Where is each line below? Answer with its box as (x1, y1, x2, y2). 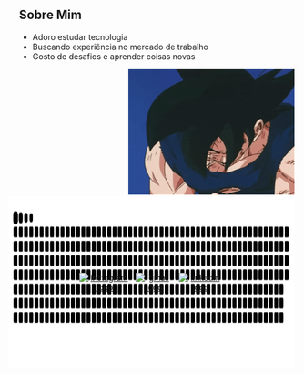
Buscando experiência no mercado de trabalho (32, 41, 209, 52)
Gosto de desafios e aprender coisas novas (32, 50, 196, 62)
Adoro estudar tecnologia (32, 31, 128, 42)
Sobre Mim (19, 7, 82, 23)
